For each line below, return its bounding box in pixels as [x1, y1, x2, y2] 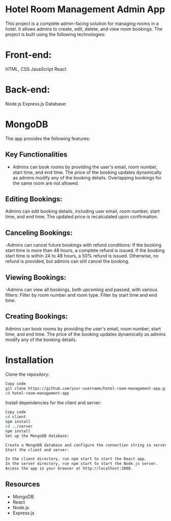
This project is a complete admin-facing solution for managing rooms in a [5, 20, 159, 27]
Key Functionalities [5, 150, 68, 159]
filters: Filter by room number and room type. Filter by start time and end [5, 292, 157, 298]
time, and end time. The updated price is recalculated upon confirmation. [5, 214, 159, 220]
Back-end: [5, 84, 50, 95]
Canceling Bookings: [5, 228, 73, 237]
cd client [5, 414, 26, 420]
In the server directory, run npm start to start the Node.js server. [5, 461, 158, 466]
